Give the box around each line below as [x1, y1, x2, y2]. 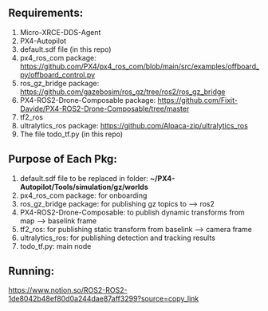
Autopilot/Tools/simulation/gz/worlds [19, 182, 149, 191]
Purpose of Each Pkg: [8, 152, 117, 166]
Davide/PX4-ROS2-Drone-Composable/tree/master [19, 104, 190, 113]
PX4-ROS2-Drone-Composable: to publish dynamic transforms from [19, 207, 245, 217]
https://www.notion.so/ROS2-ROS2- [8, 285, 128, 295]
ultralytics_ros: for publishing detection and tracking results [19, 233, 215, 242]
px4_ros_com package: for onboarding [19, 191, 148, 200]
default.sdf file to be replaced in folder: [19, 173, 149, 183]
